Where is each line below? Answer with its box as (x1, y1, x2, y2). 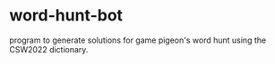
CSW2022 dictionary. (9, 44, 89, 54)
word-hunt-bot (9, 5, 124, 26)
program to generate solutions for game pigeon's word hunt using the (9, 35, 267, 45)
